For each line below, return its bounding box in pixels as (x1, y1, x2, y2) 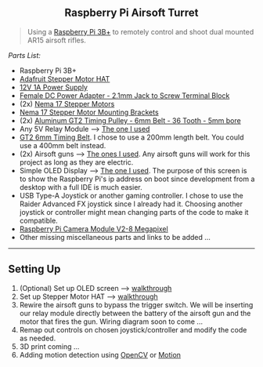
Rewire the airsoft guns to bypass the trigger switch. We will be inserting (19, 300, 254, 309)
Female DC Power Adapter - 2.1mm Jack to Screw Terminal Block (19, 90, 230, 100)
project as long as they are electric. (19, 157, 134, 167)
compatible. (19, 216, 59, 225)
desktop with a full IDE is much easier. (19, 182, 142, 191)
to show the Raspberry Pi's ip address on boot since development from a (19, 174, 255, 183)
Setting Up (8, 263, 61, 276)
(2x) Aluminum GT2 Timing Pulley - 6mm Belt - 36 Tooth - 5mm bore (19, 115, 241, 125)
